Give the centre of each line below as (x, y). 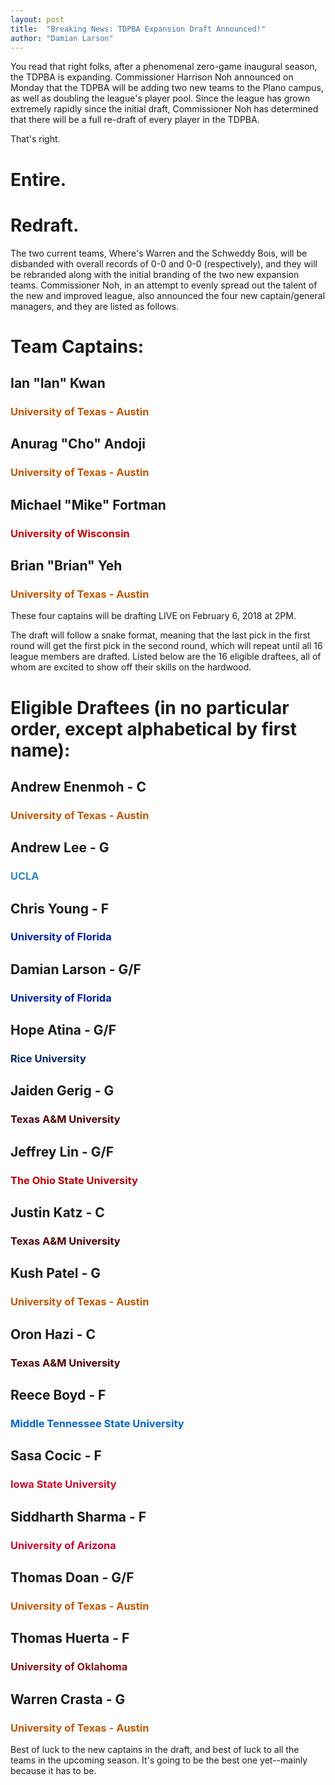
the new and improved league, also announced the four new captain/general (168, 295)
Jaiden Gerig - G (62, 1091)
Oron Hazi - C (53, 1334)
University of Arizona (63, 1545)
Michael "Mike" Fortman (88, 504)
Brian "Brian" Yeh (66, 566)
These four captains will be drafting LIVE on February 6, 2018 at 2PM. (153, 616)
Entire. (38, 179)
